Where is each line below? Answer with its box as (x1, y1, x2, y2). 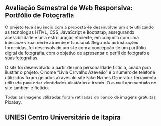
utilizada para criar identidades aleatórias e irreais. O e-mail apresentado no (5, 80, 157, 85)
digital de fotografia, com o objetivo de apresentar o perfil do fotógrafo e (5, 50, 150, 56)
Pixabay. (5, 99, 22, 105)
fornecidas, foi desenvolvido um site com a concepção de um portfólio (5, 44, 146, 50)
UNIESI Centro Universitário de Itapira (5, 113, 121, 122)
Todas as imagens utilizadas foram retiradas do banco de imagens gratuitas (5, 94, 156, 100)
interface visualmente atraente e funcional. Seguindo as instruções (5, 40, 139, 45)
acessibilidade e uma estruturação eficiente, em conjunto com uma (5, 34, 139, 40)
